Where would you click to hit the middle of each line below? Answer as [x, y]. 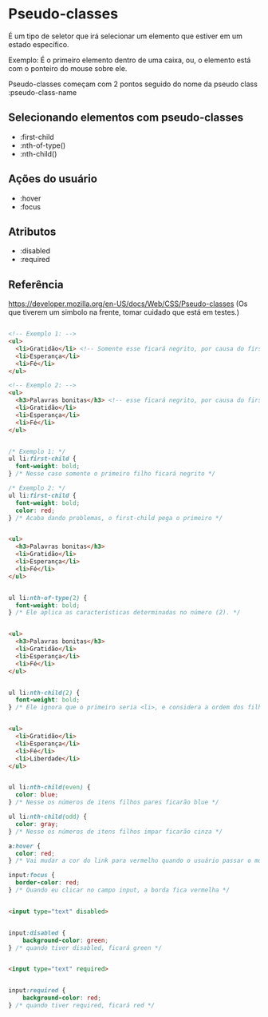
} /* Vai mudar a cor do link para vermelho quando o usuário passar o [130, 861]
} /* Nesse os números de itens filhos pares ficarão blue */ [114, 802]
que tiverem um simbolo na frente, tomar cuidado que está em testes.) [124, 312]
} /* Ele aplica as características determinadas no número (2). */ [124, 613]
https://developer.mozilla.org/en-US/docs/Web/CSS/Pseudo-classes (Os [128, 304]
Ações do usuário [53, 179]
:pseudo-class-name [43, 92]
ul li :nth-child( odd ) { [48, 817]
